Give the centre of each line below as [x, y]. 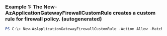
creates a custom [134, 13]
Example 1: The [24, 7]
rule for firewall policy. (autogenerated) [54, 19]
